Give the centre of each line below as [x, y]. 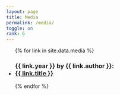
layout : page [22, 12]
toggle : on [20, 28]
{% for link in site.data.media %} [54, 50]
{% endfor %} [32, 86]
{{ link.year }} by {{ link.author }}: [64, 66]
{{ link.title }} [34, 74]
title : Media [22, 17]
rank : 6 [16, 34]
